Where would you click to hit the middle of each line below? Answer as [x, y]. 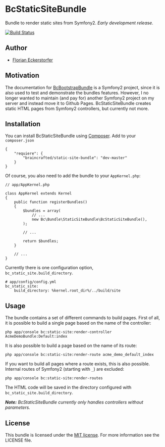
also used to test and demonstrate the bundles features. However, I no [77, 93]
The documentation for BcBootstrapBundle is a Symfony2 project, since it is [82, 87]
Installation [23, 124]
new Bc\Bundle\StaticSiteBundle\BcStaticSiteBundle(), [89, 220]
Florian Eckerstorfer [32, 60]
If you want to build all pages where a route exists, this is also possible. [78, 364]
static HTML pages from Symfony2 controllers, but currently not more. [77, 108]
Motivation [22, 75]
